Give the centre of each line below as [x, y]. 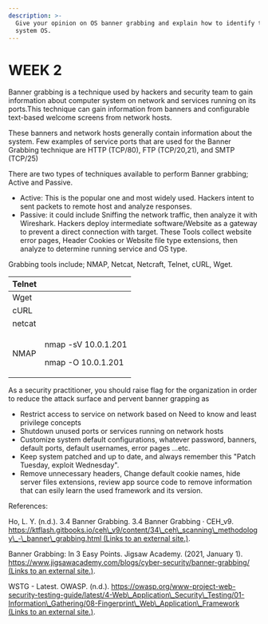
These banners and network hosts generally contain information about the [130, 133]
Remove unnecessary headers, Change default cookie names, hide [130, 474]
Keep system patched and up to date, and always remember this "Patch [138, 457]
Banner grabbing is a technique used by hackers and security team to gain [131, 92]
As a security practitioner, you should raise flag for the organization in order [133, 390]
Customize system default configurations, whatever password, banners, [138, 439]
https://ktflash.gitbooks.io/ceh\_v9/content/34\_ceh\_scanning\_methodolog [133, 530]
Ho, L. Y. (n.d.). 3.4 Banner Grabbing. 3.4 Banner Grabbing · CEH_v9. [121, 522]
